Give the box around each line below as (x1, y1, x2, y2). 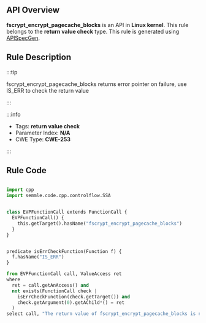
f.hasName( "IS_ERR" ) (12, 254, 64, 260)
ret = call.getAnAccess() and (12, 282, 89, 288)
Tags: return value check (15, 122, 80, 130)
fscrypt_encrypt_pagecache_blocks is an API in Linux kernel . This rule (6, 21, 189, 28)
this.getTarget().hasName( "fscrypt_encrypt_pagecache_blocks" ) (17, 220, 183, 227)
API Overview (6, 5, 60, 15)
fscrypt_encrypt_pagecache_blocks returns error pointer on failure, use (6, 80, 187, 88)
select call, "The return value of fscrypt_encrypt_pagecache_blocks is (6, 311, 196, 317)
